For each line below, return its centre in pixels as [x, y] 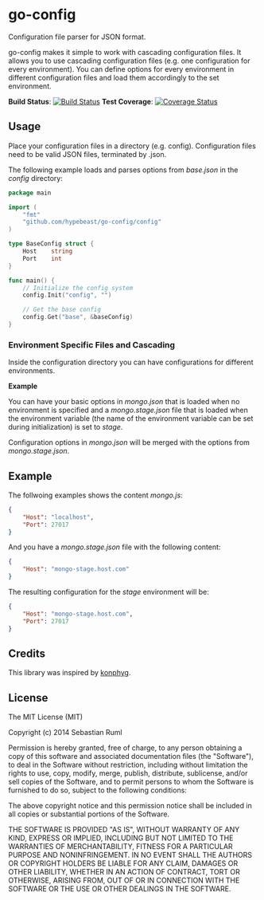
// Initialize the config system [78, 288]
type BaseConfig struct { [51, 244]
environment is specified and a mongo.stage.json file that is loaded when [128, 410]
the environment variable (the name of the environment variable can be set [131, 419]
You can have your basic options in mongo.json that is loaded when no [124, 402]
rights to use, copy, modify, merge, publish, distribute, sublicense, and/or [128, 773]
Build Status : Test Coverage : [81, 101]
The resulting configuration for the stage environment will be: [109, 592]
